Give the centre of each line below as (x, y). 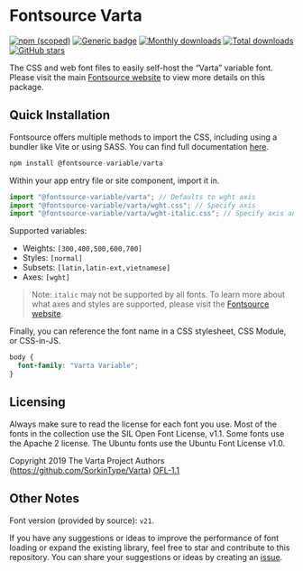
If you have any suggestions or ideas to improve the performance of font (144, 538)
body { (22, 357)
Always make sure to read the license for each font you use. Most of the (143, 424)
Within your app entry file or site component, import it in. (115, 180)
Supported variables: (48, 231)
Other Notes (44, 498)
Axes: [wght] (46, 277)
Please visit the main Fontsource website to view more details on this (138, 77)
